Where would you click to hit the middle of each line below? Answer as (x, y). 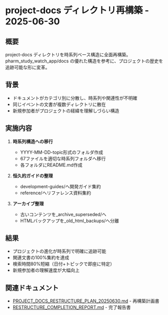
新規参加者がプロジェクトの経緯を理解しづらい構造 (66, 111)
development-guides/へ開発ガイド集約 (61, 186)
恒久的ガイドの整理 (33, 176)
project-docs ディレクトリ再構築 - (77, 10)
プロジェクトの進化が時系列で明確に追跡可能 (59, 251)
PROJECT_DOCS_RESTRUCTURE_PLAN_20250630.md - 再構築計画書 (86, 301)
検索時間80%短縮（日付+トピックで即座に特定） (64, 264)
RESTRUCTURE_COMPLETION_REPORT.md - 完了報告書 (72, 307)
